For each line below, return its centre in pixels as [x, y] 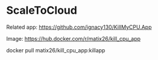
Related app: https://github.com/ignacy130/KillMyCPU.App [79, 27]
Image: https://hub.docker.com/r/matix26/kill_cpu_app [73, 38]
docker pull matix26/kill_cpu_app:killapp [56, 50]
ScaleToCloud [42, 10]
